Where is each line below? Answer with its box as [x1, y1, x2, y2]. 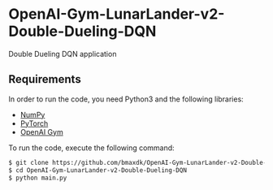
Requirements [8, 72, 81, 86]
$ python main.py [8, 174, 67, 182]
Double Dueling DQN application [8, 49, 117, 58]
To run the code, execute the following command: [8, 143, 175, 153]
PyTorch [19, 119, 49, 128]
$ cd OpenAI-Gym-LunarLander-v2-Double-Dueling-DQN [8, 166, 187, 175]
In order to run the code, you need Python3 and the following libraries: [8, 94, 244, 104]
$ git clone [8, 158, 49, 166]
